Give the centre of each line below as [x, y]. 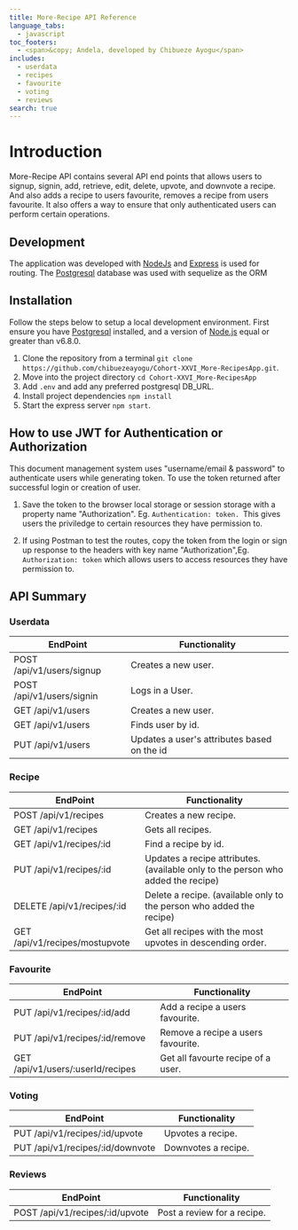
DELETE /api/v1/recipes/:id [70, 905]
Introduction [56, 152]
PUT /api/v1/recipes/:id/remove [80, 1038]
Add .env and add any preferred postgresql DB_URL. [118, 386]
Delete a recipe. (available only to [214, 895]
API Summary [48, 596]
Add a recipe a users [203, 1007]
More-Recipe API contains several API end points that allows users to [136, 176]
